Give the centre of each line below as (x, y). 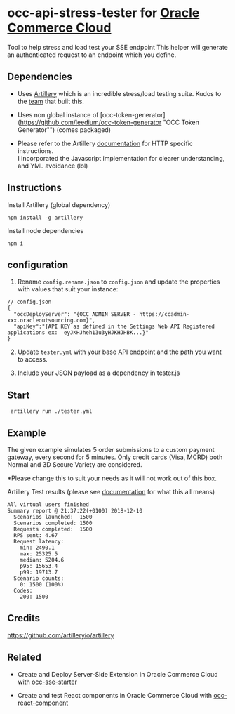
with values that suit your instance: (68, 289)
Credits (24, 618)
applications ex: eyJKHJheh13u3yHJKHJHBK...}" (78, 333)
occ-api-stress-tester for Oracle (103, 13)
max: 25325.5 (39, 554)
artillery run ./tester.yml (51, 411)
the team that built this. (51, 101)
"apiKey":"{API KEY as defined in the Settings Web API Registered (114, 327)
